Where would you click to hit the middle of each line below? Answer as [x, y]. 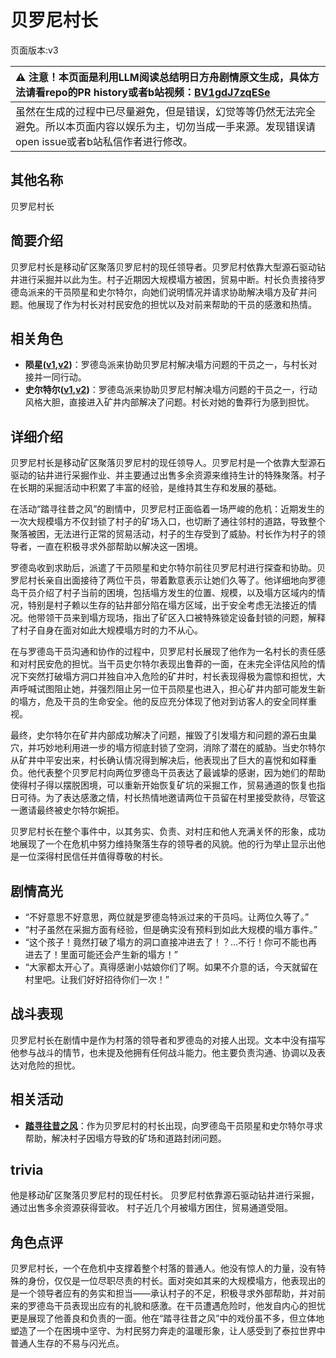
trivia [27, 1170]
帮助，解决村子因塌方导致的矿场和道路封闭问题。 [125, 1138]
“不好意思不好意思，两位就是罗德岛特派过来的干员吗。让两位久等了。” [167, 917]
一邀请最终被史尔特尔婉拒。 [67, 810]
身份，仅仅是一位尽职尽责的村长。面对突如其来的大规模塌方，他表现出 [172, 1281]
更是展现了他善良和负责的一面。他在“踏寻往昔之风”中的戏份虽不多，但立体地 [167, 1318]
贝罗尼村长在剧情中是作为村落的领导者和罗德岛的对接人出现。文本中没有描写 [168, 1040]
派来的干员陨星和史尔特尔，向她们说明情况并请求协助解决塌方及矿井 [167, 292]
